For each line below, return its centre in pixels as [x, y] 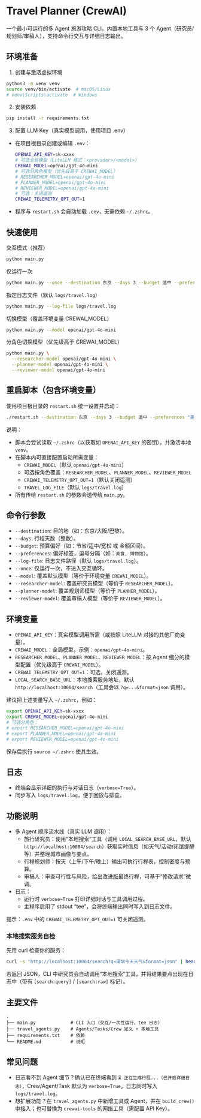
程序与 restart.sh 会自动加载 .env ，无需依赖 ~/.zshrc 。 [84, 212]
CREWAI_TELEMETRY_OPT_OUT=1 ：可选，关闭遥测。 [73, 672]
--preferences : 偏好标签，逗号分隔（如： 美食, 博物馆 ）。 [83, 554]
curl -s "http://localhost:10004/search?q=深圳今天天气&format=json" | [95, 962]
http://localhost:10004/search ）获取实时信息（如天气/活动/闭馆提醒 [109, 846]
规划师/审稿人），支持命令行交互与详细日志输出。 [66, 36]
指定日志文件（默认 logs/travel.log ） [53, 294]
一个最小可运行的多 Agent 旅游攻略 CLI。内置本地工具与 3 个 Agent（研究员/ [100, 28]
